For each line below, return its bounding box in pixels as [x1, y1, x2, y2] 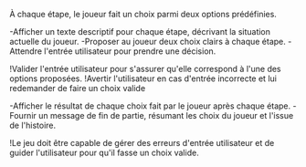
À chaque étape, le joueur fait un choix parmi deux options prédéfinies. [9, 9, 277, 19]
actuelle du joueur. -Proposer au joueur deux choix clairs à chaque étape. [9, 37, 286, 47]
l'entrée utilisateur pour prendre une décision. [44, 46, 216, 57]
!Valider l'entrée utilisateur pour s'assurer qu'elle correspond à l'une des [9, 64, 281, 74]
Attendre [9, 46, 43, 57]
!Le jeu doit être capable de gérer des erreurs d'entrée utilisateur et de [9, 138, 275, 148]
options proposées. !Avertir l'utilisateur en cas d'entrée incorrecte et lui [9, 73, 277, 84]
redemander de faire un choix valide [9, 83, 146, 93]
